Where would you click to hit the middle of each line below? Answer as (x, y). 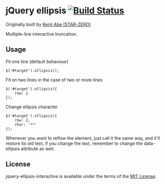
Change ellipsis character (32, 107)
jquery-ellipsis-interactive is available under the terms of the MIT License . (81, 176)
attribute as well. (38, 148)
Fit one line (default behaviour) (37, 61)
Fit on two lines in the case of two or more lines (54, 80)
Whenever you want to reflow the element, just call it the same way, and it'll (83, 138)
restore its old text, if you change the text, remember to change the (74, 143)
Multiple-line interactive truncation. (41, 34)
